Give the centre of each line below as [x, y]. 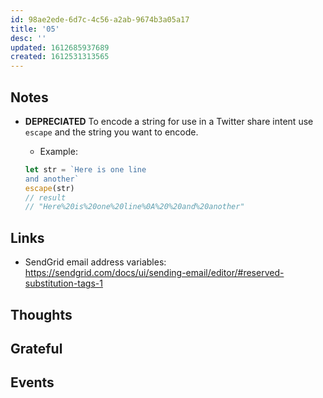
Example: [58, 151]
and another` [52, 179]
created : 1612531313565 [60, 57]
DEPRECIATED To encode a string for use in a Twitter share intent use [169, 121]
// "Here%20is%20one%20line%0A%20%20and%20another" [134, 207]
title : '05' [35, 29]
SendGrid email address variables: [95, 262]
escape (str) [49, 188]
